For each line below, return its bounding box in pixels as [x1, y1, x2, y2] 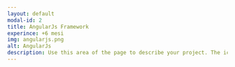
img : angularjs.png [7, 36, 64, 43]
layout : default [7, 10, 55, 17]
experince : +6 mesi [7, 29, 64, 37]
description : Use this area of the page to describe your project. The [7, 50, 220, 57]
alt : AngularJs [7, 43, 52, 50]
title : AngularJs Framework [7, 23, 90, 30]
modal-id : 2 [7, 17, 42, 24]
